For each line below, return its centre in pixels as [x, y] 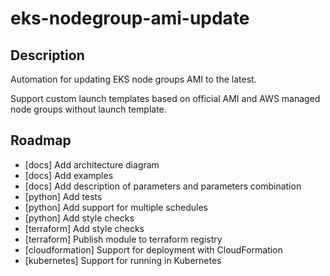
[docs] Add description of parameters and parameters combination [163, 186]
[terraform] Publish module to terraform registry [123, 239]
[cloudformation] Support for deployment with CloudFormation [153, 249]
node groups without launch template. [88, 109]
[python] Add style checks [79, 218]
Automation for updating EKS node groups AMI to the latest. [133, 79]
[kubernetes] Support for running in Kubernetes [123, 260]
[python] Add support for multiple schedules [116, 207]
